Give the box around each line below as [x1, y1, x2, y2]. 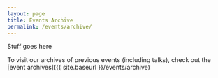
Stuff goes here [7, 42, 52, 51]
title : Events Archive [7, 17, 73, 24]
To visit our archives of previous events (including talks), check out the [7, 56, 211, 64]
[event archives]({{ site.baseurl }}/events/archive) [7, 63, 150, 72]
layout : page [7, 10, 45, 17]
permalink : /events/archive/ [7, 23, 92, 30]
